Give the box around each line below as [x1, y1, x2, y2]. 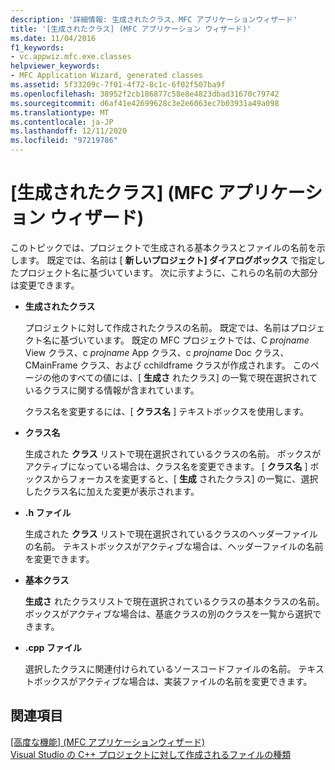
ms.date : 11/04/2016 [10, 33, 97, 43]
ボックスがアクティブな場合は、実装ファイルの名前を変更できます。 [33, 675, 313, 687]
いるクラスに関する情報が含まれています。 [24, 384, 200, 396]
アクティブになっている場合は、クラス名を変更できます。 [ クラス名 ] [24, 460, 308, 472]
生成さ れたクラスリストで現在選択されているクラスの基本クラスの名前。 [24, 595, 325, 607]
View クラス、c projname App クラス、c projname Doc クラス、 [24, 346, 290, 358]
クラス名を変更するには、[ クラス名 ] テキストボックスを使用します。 [24, 405, 310, 417]
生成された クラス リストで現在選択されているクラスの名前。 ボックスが [24, 447, 322, 460]
